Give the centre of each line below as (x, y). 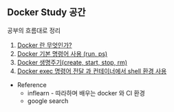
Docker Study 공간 (46, 12)
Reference (32, 84)
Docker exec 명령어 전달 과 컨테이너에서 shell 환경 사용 (92, 71)
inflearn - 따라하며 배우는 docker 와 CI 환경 (86, 93)
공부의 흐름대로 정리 (34, 30)
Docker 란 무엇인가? (44, 45)
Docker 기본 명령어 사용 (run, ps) (62, 53)
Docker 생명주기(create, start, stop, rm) (72, 62)
